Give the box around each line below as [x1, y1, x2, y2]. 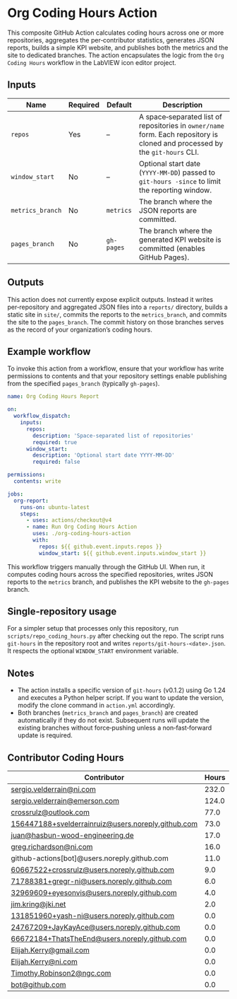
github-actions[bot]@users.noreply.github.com [11, 853, 169, 863]
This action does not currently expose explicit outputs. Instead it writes [7, 295, 214, 303]
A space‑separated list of [138, 112, 222, 122]
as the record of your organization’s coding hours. [7, 325, 153, 334]
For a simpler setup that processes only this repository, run [7, 624, 178, 633]
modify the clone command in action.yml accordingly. [17, 701, 176, 710]
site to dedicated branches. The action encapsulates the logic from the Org [7, 51, 224, 59]
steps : [20, 510, 39, 518]
